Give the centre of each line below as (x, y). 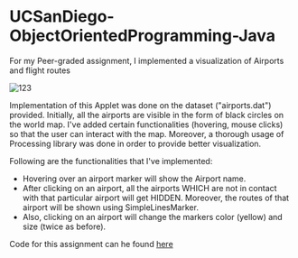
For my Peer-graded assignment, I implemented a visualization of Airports (147, 60)
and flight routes (40, 70)
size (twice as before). (64, 226)
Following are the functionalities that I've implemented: (111, 161)
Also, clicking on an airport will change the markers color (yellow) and (152, 217)
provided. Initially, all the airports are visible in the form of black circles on (147, 115)
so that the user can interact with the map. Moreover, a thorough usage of (147, 134)
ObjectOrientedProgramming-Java (142, 36)
